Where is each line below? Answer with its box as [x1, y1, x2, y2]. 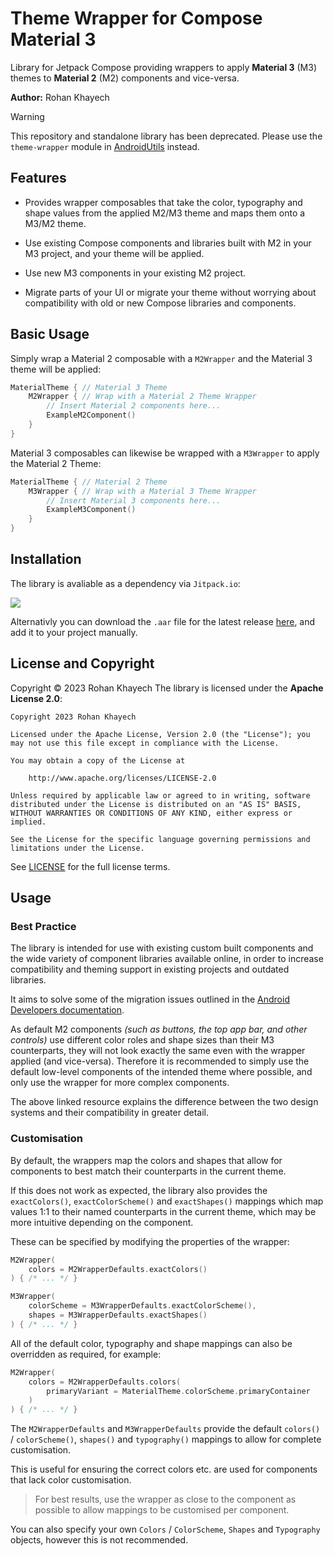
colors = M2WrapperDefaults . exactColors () [28, 1264, 208, 1274]
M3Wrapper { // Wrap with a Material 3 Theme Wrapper [28, 486, 257, 496]
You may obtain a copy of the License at [10, 755, 186, 766]
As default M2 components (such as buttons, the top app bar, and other [10, 1023, 308, 1036]
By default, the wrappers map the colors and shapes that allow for [10, 1154, 283, 1166]
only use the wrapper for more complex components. [10, 1077, 230, 1089]
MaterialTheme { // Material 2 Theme [10, 477, 168, 487]
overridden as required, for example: [10, 1348, 162, 1360]
